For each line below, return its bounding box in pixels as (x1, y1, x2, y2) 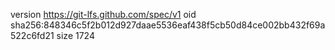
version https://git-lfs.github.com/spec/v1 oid (10, 9, 197, 20)
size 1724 (56, 30, 95, 41)
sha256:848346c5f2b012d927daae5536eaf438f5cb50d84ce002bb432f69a (10, 19, 326, 31)
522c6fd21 (10, 30, 55, 41)
